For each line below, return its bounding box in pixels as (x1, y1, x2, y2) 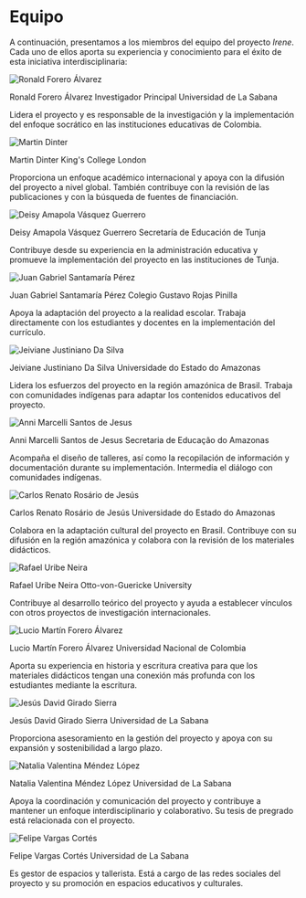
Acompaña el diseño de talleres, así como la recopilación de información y (9, 452, 290, 463)
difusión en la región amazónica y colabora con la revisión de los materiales (9, 534, 295, 545)
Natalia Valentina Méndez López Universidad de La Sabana (9, 777, 232, 788)
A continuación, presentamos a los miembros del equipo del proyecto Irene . (9, 37, 295, 48)
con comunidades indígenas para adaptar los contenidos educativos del (9, 389, 281, 400)
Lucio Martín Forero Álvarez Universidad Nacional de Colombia (9, 642, 247, 653)
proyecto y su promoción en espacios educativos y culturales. (9, 877, 244, 888)
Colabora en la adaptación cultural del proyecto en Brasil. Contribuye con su (9, 524, 297, 535)
